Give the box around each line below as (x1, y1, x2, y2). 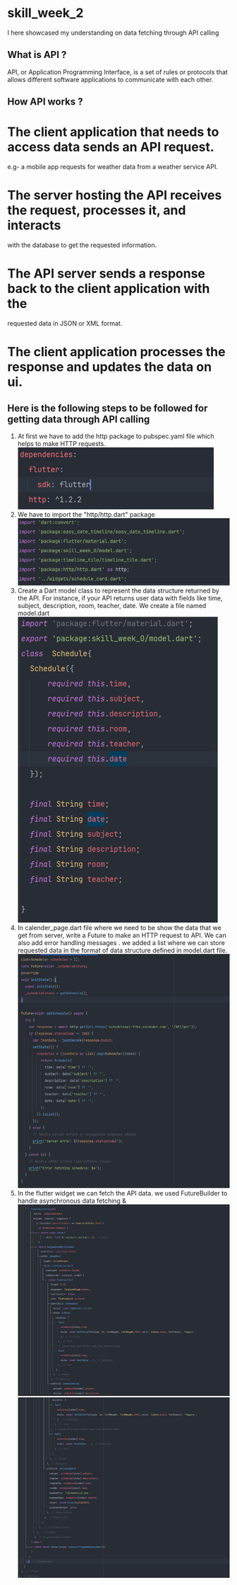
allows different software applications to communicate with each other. (7, 75, 214, 84)
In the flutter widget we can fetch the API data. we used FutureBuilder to (17, 1189, 228, 1198)
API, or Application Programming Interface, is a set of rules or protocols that (7, 67, 228, 76)
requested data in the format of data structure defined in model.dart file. (17, 946, 228, 955)
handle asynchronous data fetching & (17, 1196, 127, 1205)
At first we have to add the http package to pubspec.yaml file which (17, 432, 214, 440)
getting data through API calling (7, 413, 150, 425)
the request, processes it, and (7, 202, 186, 219)
